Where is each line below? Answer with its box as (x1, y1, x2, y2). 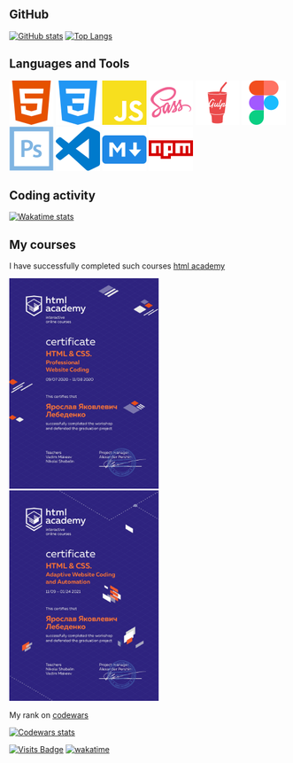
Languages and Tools (9, 57, 130, 72)
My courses (9, 237, 77, 252)
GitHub (9, 7, 50, 22)
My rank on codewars (9, 710, 89, 720)
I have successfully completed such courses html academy (9, 261, 226, 271)
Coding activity (9, 188, 96, 203)
